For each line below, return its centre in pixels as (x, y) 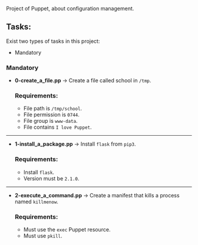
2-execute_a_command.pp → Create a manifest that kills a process (97, 195)
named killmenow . (37, 202)
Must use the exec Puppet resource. (67, 229)
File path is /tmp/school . (53, 109)
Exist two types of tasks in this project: (53, 41)
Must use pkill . (43, 236)
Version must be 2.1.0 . (51, 178)
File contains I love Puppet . (58, 127)
